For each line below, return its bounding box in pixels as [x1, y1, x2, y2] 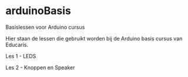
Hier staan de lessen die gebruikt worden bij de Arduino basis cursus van [5, 35, 183, 42]
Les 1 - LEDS [5, 52, 36, 59]
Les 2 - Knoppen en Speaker [5, 63, 75, 71]
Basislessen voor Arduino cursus [5, 24, 85, 31]
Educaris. [5, 41, 29, 48]
